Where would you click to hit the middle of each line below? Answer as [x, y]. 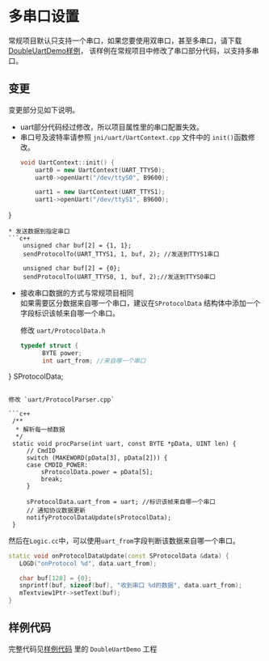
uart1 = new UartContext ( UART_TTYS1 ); [100, 192]
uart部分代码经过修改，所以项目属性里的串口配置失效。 [112, 127]
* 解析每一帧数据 [40, 430]
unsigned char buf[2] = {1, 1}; [77, 246]
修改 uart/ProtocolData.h [63, 330]
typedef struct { [49, 346]
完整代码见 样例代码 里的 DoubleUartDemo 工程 [83, 649]
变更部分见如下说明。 [44, 109]
